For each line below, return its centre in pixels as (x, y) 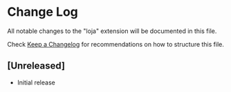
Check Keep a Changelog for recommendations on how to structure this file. (116, 44)
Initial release (36, 82)
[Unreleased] (36, 66)
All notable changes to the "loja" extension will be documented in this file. (112, 31)
